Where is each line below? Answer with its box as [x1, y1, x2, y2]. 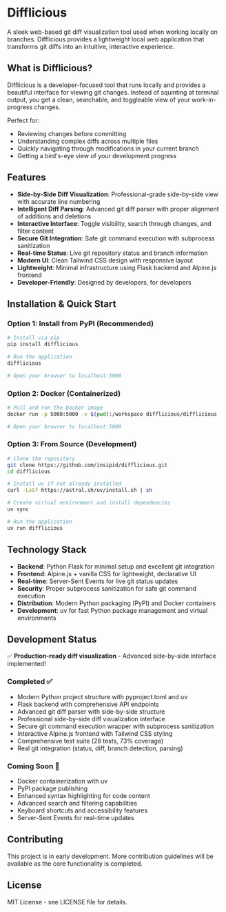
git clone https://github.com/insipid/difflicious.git [7, 462, 168, 468]
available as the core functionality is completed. [7, 859, 143, 868]
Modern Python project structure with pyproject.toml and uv [17, 692, 188, 701]
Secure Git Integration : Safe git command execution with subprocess [17, 234, 215, 243]
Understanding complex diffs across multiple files [17, 137, 158, 145]
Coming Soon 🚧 [7, 761, 60, 771]
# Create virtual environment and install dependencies [7, 500, 171, 506]
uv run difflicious [7, 524, 63, 531]
